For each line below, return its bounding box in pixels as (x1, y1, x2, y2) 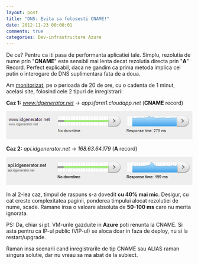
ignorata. (6, 210, 28, 217)
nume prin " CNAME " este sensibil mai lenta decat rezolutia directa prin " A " (6, 58, 189, 65)
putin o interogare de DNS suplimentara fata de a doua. (6, 70, 141, 77)
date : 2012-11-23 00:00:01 (6, 22, 73, 28)
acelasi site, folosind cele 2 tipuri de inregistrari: (6, 88, 123, 95)
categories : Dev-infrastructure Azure (6, 34, 102, 41)
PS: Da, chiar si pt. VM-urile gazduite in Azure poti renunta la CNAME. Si (6, 221, 183, 228)
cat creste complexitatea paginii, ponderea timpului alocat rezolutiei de (6, 197, 178, 204)
